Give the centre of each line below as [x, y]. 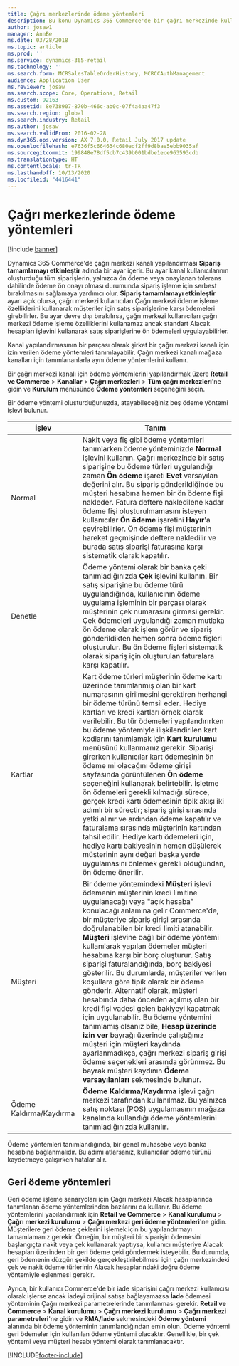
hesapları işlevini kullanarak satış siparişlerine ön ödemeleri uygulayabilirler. [118, 331]
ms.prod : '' [25, 54]
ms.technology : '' [34, 67]
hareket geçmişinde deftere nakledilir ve [150, 538]
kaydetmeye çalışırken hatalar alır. [57, 1160]
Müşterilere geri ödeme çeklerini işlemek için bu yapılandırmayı [100, 1229]
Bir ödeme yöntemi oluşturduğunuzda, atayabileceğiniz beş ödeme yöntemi [118, 403]
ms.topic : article [34, 47]
